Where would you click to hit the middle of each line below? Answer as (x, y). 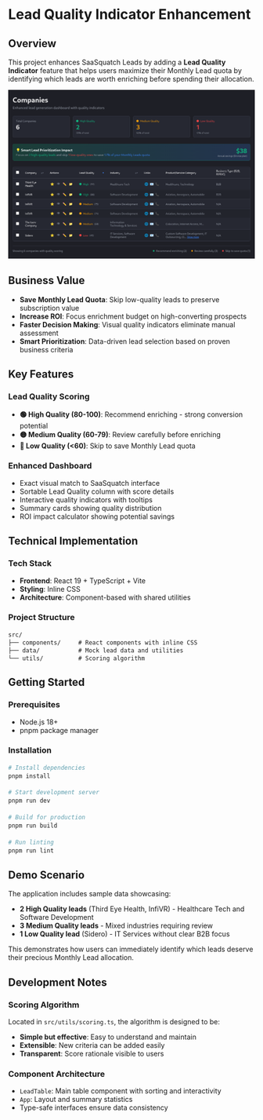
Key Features (41, 374)
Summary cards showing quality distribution (90, 508)
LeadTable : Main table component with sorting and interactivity (120, 1091)
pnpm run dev (29, 801)
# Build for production (47, 818)
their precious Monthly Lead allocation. (71, 958)
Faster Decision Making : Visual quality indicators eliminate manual (127, 324)
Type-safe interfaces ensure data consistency (94, 1107)
